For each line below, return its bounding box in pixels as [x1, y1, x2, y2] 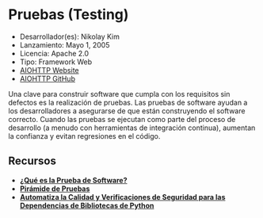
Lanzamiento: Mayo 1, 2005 [19, 40, 110, 49]
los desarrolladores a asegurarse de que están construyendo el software [8, 105, 246, 116]
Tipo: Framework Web [19, 57, 93, 67]
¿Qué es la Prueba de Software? [19, 175, 128, 185]
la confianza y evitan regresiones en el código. [8, 131, 161, 140]
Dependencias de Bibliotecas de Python [19, 201, 154, 210]
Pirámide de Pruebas [19, 184, 90, 193]
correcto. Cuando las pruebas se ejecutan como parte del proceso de [8, 114, 236, 124]
